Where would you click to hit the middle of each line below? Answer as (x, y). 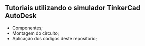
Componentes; (28, 28)
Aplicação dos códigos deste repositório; (55, 38)
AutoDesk (21, 16)
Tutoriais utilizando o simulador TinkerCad (73, 8)
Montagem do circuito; (36, 33)
